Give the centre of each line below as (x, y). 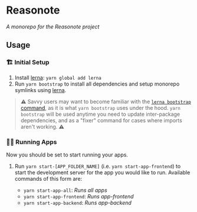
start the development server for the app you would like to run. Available (102, 172)
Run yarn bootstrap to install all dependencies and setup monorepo (97, 84)
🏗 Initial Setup (28, 63)
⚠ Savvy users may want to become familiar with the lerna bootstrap (106, 102)
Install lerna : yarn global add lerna (58, 77)
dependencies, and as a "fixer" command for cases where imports (101, 120)
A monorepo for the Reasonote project (53, 27)
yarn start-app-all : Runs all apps (65, 190)
